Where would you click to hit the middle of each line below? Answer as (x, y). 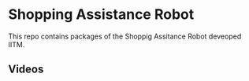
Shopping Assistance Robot (101, 15)
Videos (26, 70)
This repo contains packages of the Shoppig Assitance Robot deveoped (125, 36)
